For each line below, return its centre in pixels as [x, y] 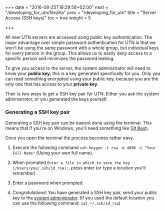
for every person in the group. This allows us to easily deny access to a [78, 53]
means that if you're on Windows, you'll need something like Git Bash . [77, 128]
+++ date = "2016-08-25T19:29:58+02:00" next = [57, 7]
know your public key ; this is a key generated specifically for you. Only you [83, 73]
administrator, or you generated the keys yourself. [56, 99]
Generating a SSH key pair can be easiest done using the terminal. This [78, 123]
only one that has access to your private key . [52, 84]
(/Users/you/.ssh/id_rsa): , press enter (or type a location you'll [79, 168]
